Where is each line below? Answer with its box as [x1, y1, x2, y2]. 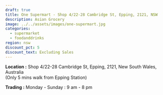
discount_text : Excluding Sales [5, 50, 74, 55]
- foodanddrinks [10, 36, 44, 41]
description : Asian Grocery [5, 17, 65, 22]
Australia [5, 69, 24, 75]
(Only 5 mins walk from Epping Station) [5, 74, 87, 80]
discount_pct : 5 [5, 45, 40, 50]
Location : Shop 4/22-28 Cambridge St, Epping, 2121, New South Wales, [5, 64, 157, 70]
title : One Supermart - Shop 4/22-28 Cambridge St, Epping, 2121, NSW [5, 12, 158, 17]
